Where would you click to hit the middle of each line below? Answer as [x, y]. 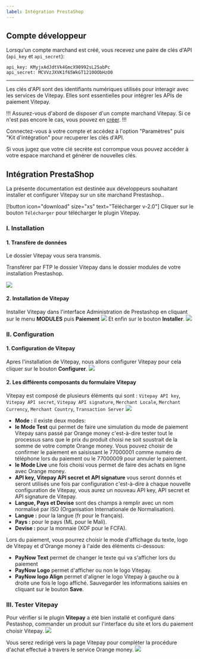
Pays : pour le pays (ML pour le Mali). [61, 521]
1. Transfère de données [37, 243]
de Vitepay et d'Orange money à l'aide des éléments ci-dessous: [86, 546]
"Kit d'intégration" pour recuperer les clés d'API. [65, 138]
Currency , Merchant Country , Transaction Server [65, 409]
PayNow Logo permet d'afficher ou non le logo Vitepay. [83, 570]
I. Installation [25, 228]
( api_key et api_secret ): [35, 57]
